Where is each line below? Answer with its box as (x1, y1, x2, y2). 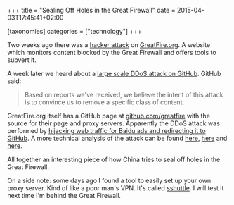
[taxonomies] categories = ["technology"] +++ (7, 27, 143, 35)
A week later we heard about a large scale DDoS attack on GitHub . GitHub (7, 70, 221, 77)
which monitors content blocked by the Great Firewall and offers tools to (7, 49, 216, 56)
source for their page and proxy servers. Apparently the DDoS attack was (7, 119, 220, 128)
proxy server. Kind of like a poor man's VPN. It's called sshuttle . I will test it (7, 184, 224, 192)
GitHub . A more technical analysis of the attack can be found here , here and (7, 134, 228, 142)
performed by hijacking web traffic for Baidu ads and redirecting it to (7, 127, 206, 135)
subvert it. (7, 56, 37, 64)
